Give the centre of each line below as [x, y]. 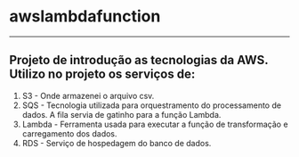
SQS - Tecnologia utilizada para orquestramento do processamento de [152, 105]
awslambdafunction [85, 17]
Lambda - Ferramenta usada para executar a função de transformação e [155, 124]
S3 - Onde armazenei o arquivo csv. [88, 95]
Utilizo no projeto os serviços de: [102, 74]
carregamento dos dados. [69, 133]
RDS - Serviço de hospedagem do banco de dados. [117, 143]
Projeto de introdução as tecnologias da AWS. [139, 60]
